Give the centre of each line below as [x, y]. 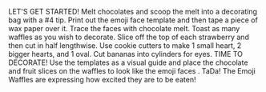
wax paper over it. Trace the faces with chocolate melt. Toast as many [124, 28]
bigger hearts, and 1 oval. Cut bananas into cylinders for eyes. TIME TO [125, 54]
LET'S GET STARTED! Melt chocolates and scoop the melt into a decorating [133, 12]
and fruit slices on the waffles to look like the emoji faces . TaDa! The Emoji [132, 71]
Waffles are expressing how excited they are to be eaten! [102, 80]
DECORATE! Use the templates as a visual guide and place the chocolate [128, 62]
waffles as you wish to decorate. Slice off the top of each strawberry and [129, 37]
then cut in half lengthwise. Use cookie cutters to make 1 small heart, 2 [125, 46]
